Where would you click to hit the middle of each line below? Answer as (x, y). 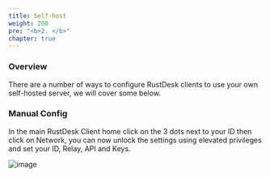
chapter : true (32, 38)
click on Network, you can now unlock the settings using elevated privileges (135, 140)
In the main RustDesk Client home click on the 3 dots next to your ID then (130, 131)
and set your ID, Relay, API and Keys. (70, 148)
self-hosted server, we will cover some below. (85, 93)
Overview (28, 67)
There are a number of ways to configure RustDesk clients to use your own (133, 84)
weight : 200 (28, 23)
